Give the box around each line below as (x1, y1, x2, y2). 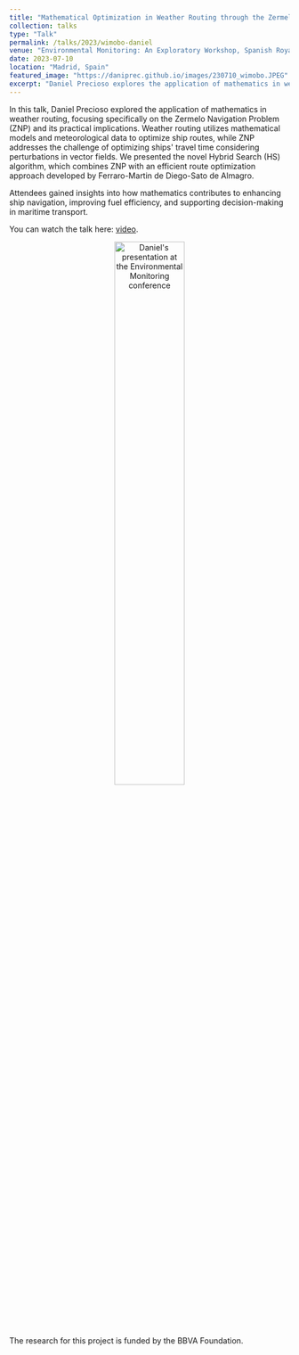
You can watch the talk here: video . (9, 224, 139, 234)
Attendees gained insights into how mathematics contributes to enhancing (9, 187, 282, 198)
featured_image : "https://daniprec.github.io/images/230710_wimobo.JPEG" (9, 71, 289, 80)
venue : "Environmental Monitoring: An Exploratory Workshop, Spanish (9, 46, 273, 55)
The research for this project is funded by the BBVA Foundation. (9, 1334, 244, 1346)
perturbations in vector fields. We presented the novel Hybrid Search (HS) (9, 151, 281, 161)
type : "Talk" (9, 29, 58, 38)
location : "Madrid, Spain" (9, 63, 109, 72)
